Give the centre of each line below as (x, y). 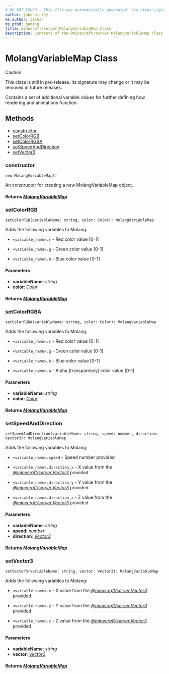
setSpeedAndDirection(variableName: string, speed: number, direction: (82, 434)
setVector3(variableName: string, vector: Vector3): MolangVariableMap (82, 572)
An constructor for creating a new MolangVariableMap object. (69, 185)
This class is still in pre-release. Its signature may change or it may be (77, 82)
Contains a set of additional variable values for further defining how (75, 97)
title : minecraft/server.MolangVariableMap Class (58, 29)
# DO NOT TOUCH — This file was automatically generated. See (72, 10)
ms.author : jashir (24, 19)
